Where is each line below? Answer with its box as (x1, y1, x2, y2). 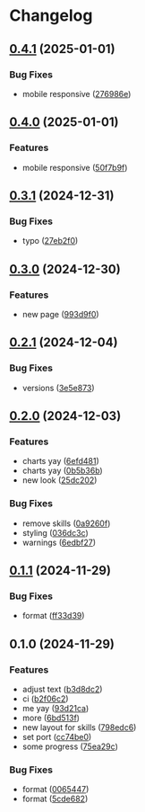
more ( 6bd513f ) (21, 712, 81, 723)
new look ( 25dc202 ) (21, 475, 98, 486)
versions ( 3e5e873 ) (21, 382, 96, 393)
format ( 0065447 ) (21, 784, 90, 795)
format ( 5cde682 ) (21, 793, 89, 805)
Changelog (9, 5, 93, 26)
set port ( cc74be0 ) (21, 731, 92, 742)
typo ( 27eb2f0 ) (21, 236, 79, 246)
